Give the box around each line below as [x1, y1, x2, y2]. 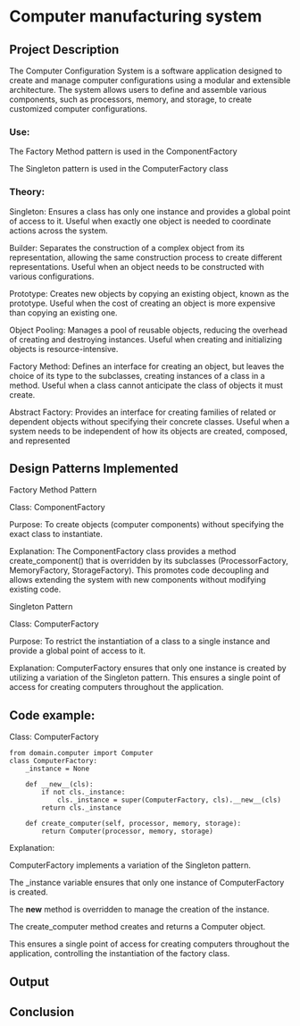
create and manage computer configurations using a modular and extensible [9, 75, 291, 86]
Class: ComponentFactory [9, 502, 105, 513]
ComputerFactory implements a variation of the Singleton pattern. [9, 860, 252, 870]
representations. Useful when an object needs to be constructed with [9, 261, 265, 272]
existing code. [9, 584, 62, 595]
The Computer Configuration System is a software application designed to [9, 65, 283, 76]
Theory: [9, 186, 46, 198]
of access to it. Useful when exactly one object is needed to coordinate [9, 215, 271, 226]
